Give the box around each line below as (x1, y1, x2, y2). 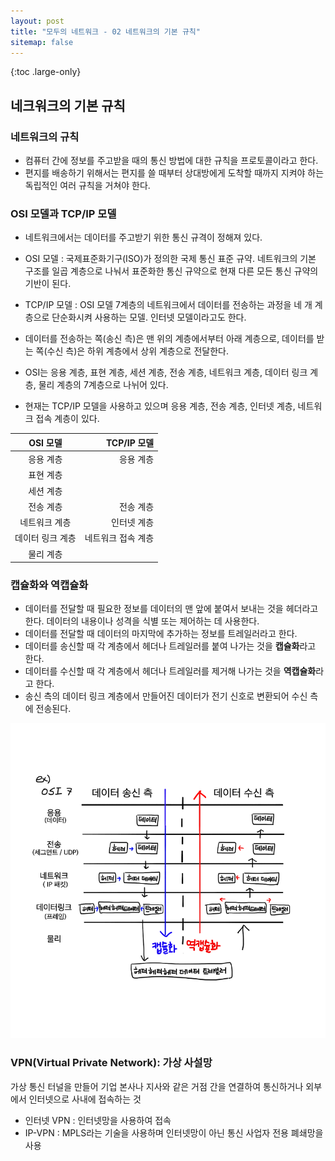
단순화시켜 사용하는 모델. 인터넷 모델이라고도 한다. (51, 311, 247, 324)
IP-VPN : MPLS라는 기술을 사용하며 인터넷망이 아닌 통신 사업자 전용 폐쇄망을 (24, 1126, 324, 1139)
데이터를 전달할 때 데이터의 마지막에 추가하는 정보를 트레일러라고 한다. (24, 628, 298, 640)
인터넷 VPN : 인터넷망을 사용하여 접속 (24, 1114, 172, 1126)
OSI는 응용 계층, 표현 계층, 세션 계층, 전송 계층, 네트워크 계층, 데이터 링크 (24, 366, 308, 379)
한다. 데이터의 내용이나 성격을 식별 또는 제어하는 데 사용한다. (24, 615, 260, 627)
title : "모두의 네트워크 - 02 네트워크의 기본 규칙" (10, 26, 201, 37)
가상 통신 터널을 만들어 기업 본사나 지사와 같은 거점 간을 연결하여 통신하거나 (10, 1080, 304, 1092)
